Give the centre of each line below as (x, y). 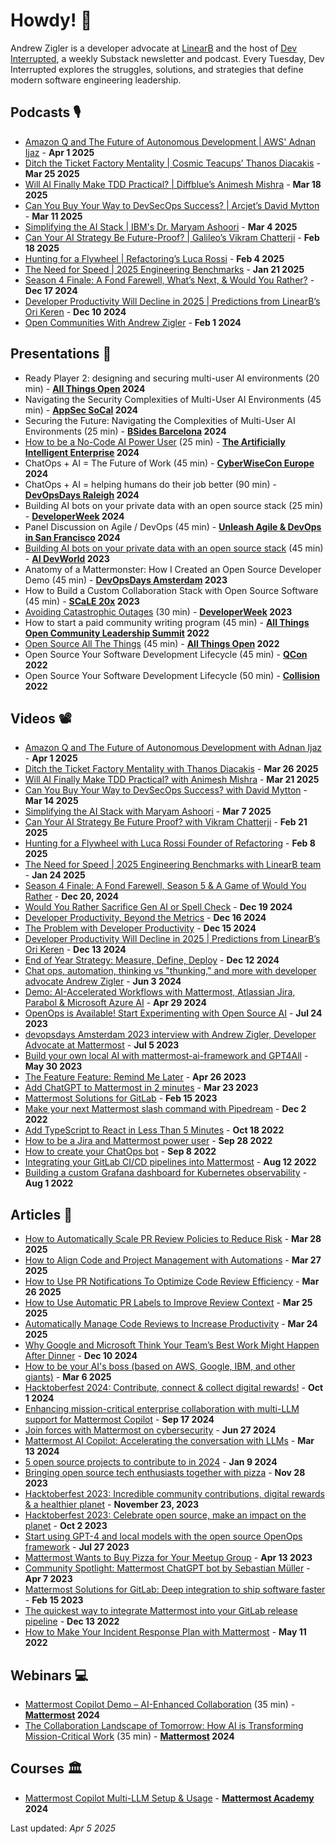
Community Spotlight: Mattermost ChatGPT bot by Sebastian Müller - (167, 1568)
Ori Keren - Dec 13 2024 (75, 950)
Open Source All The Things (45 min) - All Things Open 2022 (152, 643)
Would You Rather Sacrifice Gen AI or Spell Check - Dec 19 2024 (158, 907)
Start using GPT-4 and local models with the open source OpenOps (163, 1536)
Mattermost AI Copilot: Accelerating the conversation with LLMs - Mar (169, 1441)
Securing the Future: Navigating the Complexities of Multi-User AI (160, 420)
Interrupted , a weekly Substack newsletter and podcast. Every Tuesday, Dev (167, 58)
